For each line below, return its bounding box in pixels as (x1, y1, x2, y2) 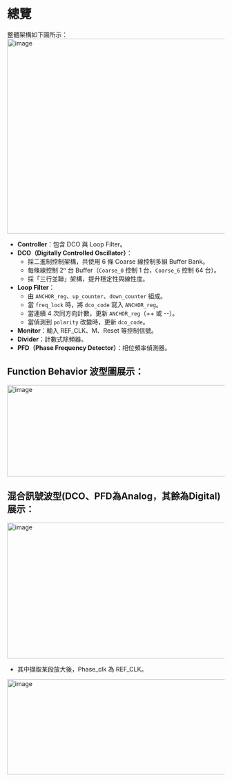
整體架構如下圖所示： (7, 30, 68, 39)
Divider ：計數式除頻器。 (17, 335, 88, 343)
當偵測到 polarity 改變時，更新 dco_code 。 (27, 317, 149, 326)
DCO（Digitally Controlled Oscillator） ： (17, 248, 133, 257)
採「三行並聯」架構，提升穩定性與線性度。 (27, 274, 149, 283)
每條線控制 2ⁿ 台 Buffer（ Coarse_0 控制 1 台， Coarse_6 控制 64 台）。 (27, 266, 220, 274)
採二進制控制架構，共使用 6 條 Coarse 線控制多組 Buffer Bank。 (27, 257, 209, 266)
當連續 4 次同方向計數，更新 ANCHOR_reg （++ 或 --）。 (27, 309, 179, 317)
